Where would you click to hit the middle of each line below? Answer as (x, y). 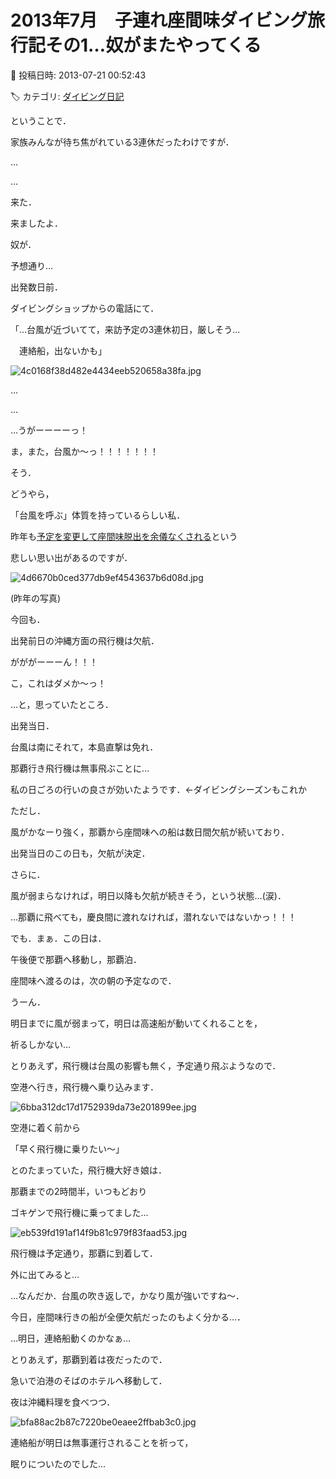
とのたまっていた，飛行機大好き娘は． (88, 1170)
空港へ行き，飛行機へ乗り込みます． (85, 1087)
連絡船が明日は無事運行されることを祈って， (102, 1442)
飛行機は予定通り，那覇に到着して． (84, 1253)
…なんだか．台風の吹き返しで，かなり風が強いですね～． (127, 1295)
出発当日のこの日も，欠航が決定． (80, 853)
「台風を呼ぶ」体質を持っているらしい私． (98, 515)
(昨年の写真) (36, 598)
